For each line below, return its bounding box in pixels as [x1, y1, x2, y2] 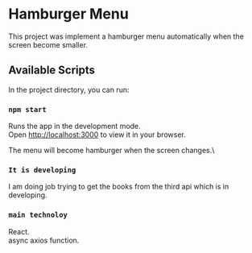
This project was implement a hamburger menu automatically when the [8, 31, 244, 41]
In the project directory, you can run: [8, 85, 130, 94]
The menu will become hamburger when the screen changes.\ [8, 146, 215, 156]
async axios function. [8, 235, 80, 245]
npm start [8, 105, 47, 114]
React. [8, 226, 30, 236]
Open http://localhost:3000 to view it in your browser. [8, 130, 187, 139]
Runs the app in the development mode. [8, 122, 141, 131]
